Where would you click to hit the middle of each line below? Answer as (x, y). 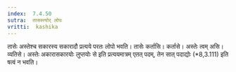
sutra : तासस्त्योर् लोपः (35, 20)
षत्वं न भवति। (23, 62)
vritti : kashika (33, 27)
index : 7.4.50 (30, 14)
